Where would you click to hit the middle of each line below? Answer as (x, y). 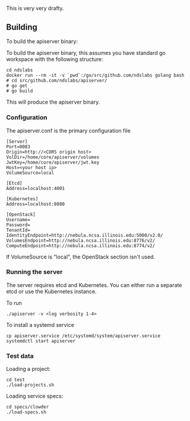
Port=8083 (18, 146)
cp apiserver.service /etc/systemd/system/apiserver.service (83, 336)
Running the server (34, 272)
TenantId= (18, 230)
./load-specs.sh (26, 412)
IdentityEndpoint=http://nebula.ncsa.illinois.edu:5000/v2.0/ (85, 235)
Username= (18, 220)
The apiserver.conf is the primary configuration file (68, 130)
